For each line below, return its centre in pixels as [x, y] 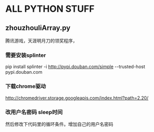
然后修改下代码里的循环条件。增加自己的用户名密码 [59, 124]
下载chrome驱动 [26, 86]
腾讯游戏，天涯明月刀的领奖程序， [41, 41]
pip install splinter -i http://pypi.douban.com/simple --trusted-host [75, 67]
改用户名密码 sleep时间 [34, 112]
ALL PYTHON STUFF [50, 9]
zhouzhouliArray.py [38, 28]
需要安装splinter [26, 55]
